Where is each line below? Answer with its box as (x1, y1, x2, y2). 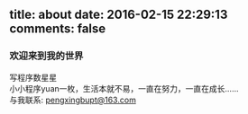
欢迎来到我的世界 (9, 49, 84, 62)
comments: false (9, 22, 106, 37)
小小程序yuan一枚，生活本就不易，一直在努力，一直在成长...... (9, 83, 239, 93)
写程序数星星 (9, 72, 57, 83)
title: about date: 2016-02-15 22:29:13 (9, 7, 228, 22)
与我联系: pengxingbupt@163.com (9, 94, 137, 105)
